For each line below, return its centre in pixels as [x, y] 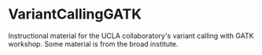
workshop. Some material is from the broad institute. [93, 43]
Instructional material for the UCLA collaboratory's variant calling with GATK [131, 36]
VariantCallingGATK [75, 14]
